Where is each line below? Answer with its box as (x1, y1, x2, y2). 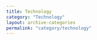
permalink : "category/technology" (6, 25, 92, 31)
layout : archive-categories (6, 19, 76, 25)
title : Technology (6, 8, 52, 15)
